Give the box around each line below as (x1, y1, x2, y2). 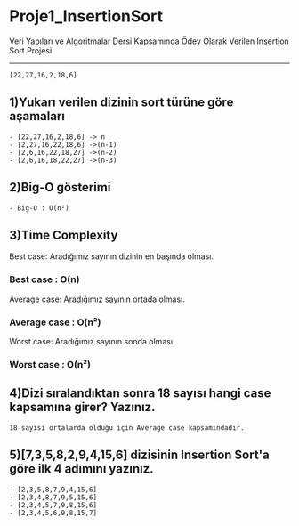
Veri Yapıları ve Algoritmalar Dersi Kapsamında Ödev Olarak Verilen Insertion (9, 36, 289, 46)
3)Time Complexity (9, 227, 118, 242)
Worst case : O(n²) (9, 358, 92, 370)
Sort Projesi (9, 45, 53, 55)
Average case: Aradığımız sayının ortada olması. (9, 294, 185, 304)
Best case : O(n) (9, 273, 80, 286)
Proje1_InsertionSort (9, 6, 163, 27)
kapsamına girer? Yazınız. (9, 400, 156, 415)
